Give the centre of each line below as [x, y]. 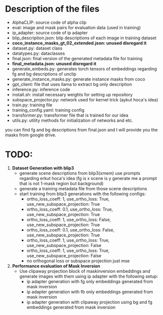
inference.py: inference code [41, 89]
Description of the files [52, 9]
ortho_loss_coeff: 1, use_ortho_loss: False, [69, 219]
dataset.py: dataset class [37, 48]
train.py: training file [32, 105]
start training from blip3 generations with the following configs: [82, 194]
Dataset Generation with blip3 [43, 168]
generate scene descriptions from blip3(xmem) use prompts [80, 173]
